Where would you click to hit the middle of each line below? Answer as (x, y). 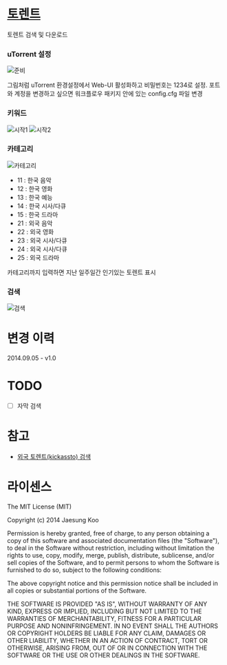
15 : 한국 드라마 (37, 214)
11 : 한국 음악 (34, 180)
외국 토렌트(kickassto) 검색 (54, 457)
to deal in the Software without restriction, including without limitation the (111, 548)
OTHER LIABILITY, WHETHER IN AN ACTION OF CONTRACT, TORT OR (107, 640)
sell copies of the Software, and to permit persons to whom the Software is (113, 562)
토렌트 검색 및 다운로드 (37, 34)
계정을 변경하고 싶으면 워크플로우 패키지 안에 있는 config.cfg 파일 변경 (108, 94)
